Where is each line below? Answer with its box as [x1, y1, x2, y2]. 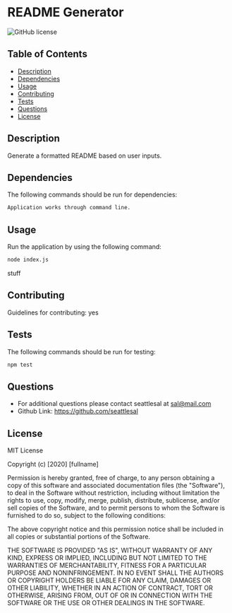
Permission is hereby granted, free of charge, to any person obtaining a [7, 474, 215, 482]
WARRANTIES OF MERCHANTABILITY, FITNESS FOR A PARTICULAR [7, 561, 207, 570]
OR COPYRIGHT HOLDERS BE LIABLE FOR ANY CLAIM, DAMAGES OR [7, 576, 212, 585]
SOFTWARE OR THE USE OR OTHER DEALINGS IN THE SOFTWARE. [7, 599, 205, 607]
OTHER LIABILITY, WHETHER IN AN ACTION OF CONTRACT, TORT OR [7, 584, 213, 592]
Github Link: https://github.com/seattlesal [17, 407, 139, 416]
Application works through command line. [7, 204, 131, 211]
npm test [7, 361, 33, 368]
